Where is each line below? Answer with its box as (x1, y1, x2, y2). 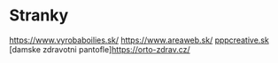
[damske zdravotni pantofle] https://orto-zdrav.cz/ (9, 43, 190, 54)
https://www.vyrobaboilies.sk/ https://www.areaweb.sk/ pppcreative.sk (9, 35, 270, 45)
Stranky (9, 5, 69, 26)
